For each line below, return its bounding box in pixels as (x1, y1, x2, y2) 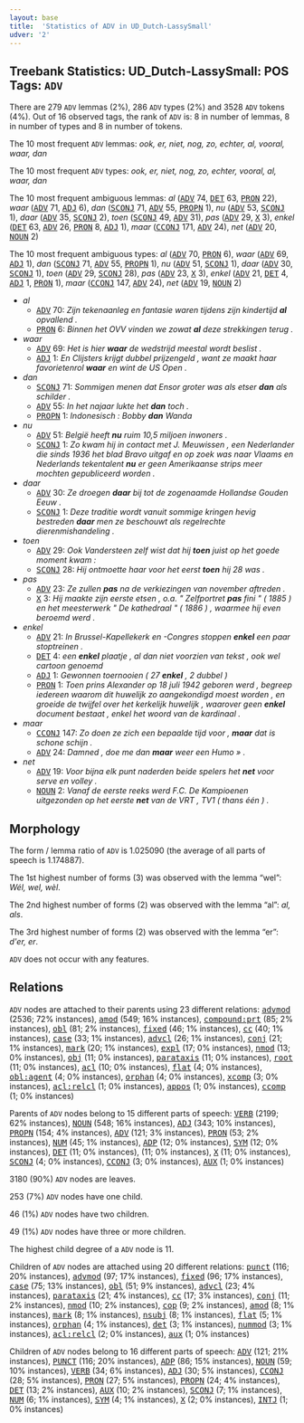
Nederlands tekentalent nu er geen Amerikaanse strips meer (35, 459, 262, 470)
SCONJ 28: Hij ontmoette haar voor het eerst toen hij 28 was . (35, 564, 265, 575)
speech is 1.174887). (9, 855, 84, 865)
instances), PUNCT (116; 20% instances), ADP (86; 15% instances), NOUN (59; (9, 1355, 292, 1366)
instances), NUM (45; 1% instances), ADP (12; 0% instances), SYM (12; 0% (9, 1136, 279, 1147)
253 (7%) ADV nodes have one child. (9, 1191, 143, 1201)
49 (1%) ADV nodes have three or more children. (9, 1226, 186, 1237)
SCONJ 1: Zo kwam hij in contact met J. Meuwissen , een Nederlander (35, 440, 295, 451)
